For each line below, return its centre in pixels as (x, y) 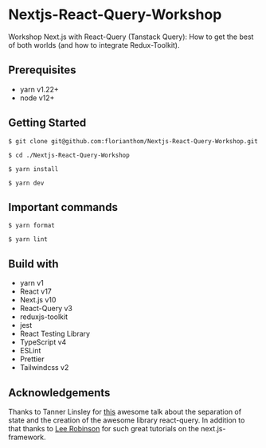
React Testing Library (55, 334)
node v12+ (37, 98)
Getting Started (47, 123)
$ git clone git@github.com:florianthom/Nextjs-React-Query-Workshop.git (133, 141)
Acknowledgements (59, 393)
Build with (33, 264)
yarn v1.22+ (39, 89)
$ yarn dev (26, 183)
